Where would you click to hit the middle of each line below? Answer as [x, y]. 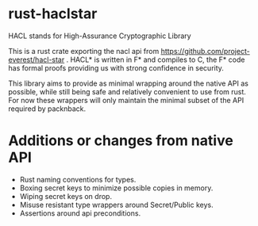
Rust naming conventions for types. [78, 179]
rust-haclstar [53, 14]
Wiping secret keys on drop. [66, 196]
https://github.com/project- [205, 51]
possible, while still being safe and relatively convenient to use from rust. [127, 91]
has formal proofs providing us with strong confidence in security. [116, 67]
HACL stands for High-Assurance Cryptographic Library [100, 36]
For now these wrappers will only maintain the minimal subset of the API [126, 100]
